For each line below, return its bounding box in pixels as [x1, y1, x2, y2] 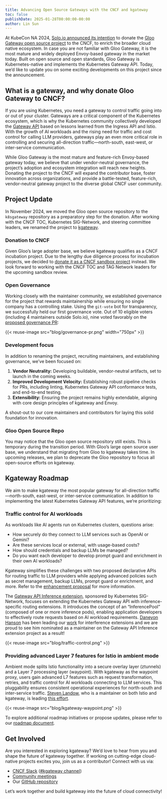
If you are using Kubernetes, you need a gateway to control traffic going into [5, 108, 162, 114]
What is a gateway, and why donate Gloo [5, 86, 134, 95]
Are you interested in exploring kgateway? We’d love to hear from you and [5, 748, 157, 754]
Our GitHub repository [12, 779, 58, 785]
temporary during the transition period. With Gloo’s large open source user [5, 444, 159, 450]
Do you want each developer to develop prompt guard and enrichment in [12, 553, 162, 559]
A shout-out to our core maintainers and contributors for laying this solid [5, 409, 154, 415]
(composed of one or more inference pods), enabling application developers [5, 609, 162, 615]
